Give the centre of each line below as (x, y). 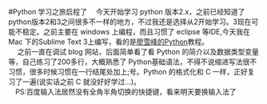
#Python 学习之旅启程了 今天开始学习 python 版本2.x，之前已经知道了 (127, 12)
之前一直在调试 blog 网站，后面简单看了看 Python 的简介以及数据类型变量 (138, 52)
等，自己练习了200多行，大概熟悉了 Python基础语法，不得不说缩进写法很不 (133, 62)
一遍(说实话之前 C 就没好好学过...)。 (82, 82)
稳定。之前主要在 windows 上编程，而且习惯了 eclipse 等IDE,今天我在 (136, 32)
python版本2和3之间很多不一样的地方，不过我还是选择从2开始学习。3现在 (130, 22)
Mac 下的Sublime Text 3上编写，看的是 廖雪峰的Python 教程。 (109, 42)
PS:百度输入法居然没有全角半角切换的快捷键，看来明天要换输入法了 (126, 92)
